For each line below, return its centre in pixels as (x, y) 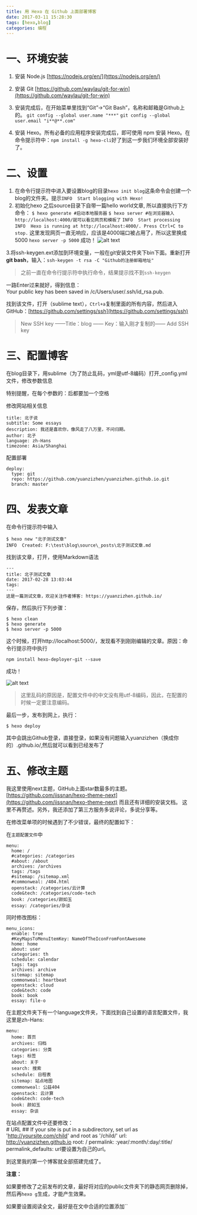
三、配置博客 (37, 356)
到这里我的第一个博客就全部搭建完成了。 (55, 1161)
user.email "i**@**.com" (45, 121)
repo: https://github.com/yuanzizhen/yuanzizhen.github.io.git (90, 479)
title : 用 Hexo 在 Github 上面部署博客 (51, 11)
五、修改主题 (37, 771)
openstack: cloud (33, 985)
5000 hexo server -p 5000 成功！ (55, 240)
